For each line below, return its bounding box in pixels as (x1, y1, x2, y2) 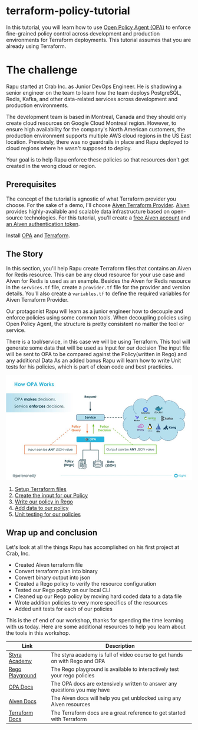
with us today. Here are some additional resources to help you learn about (6, 623, 186, 630)
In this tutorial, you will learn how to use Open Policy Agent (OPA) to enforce (6, 24, 192, 31)
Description (105, 642, 135, 650)
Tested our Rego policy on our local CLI (14, 586, 111, 593)
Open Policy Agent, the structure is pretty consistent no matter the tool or (6, 320, 184, 327)
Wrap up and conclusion (6, 528, 98, 538)
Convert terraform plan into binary (14, 567, 98, 574)
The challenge (6, 63, 78, 77)
